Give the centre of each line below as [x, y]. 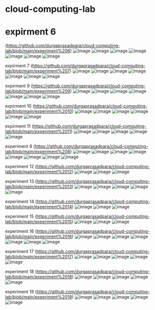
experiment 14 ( [21, 201]
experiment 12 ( [21, 167]
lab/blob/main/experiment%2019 [39, 297]
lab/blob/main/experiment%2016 [39, 237]
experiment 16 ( [21, 231]
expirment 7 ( [19, 66]
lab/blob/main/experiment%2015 [39, 222]
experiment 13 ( [21, 182]
